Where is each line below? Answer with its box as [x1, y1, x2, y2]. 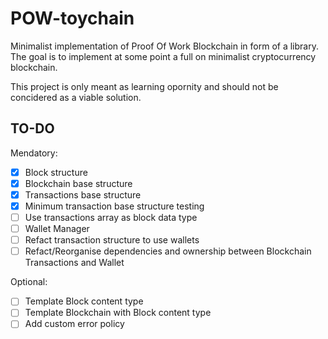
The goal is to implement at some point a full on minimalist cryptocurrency [10, 50, 317, 62]
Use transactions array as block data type [24, 212, 198, 223]
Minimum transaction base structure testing [24, 200, 205, 212]
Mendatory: [10, 147, 58, 159]
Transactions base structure [24, 188, 142, 201]
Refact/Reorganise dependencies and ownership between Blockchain [24, 245, 312, 257]
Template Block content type [24, 295, 144, 307]
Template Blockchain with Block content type [24, 307, 212, 319]
